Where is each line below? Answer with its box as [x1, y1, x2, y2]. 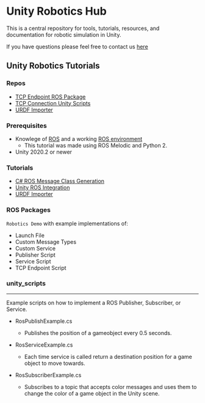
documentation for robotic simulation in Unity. [6, 31, 121, 38]
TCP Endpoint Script [15, 264, 67, 271]
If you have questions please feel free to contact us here [6, 43, 148, 50]
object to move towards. [24, 360, 85, 367]
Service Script [15, 257, 51, 265]
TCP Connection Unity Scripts [15, 99, 91, 107]
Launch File [15, 232, 45, 239]
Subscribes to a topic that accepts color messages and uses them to [24, 383, 197, 390]
